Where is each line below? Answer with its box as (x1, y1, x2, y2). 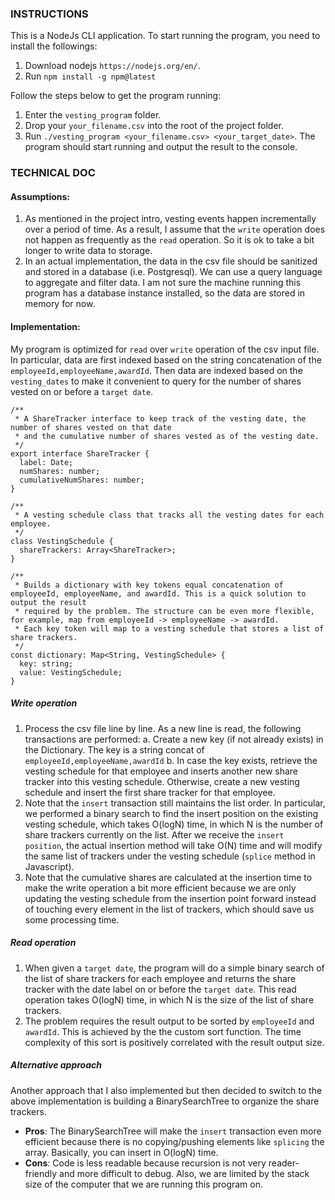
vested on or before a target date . (10, 385, 154, 397)
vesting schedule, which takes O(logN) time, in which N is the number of (24, 818, 324, 830)
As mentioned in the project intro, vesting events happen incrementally (24, 213, 317, 225)
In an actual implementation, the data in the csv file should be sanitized (24, 255, 318, 267)
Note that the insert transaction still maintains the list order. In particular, (24, 797, 326, 809)
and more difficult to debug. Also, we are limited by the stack (59, 1167, 310, 1179)
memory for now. (24, 298, 96, 310)
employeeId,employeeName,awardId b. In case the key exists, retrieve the (24, 754, 318, 766)
